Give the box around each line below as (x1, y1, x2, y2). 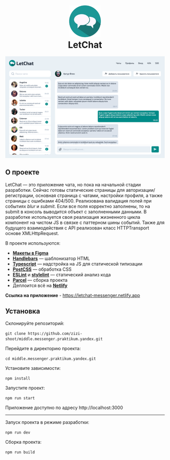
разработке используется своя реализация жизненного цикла (5, 214, 141, 220)
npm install (5, 376, 30, 381)
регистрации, (5, 192, 34, 198)
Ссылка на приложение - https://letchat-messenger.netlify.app (5, 292, 140, 298)
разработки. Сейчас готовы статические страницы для (5, 187, 125, 193)
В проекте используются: (5, 240, 61, 246)
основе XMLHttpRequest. (5, 230, 59, 236)
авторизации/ (125, 187, 155, 193)
